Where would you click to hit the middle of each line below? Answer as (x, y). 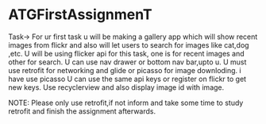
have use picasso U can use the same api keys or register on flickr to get (127, 79)
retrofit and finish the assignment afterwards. (82, 111)
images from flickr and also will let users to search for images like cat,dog (129, 45)
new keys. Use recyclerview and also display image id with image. (116, 87)
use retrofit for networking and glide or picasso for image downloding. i (125, 70)
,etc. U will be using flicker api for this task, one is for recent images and (126, 53)
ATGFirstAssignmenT (80, 15)
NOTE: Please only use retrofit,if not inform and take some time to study (126, 103)
